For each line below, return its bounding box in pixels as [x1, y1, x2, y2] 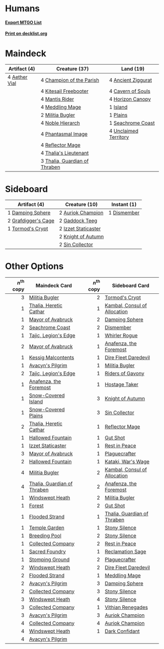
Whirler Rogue [104, 332, 138, 338]
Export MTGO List [5, 19, 42, 25]
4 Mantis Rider [41, 96, 74, 103]
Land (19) [121, 66, 145, 72]
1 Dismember [108, 209, 140, 216]
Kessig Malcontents [29, 354, 74, 361]
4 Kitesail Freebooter [41, 88, 89, 95]
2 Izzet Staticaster [59, 225, 101, 232]
